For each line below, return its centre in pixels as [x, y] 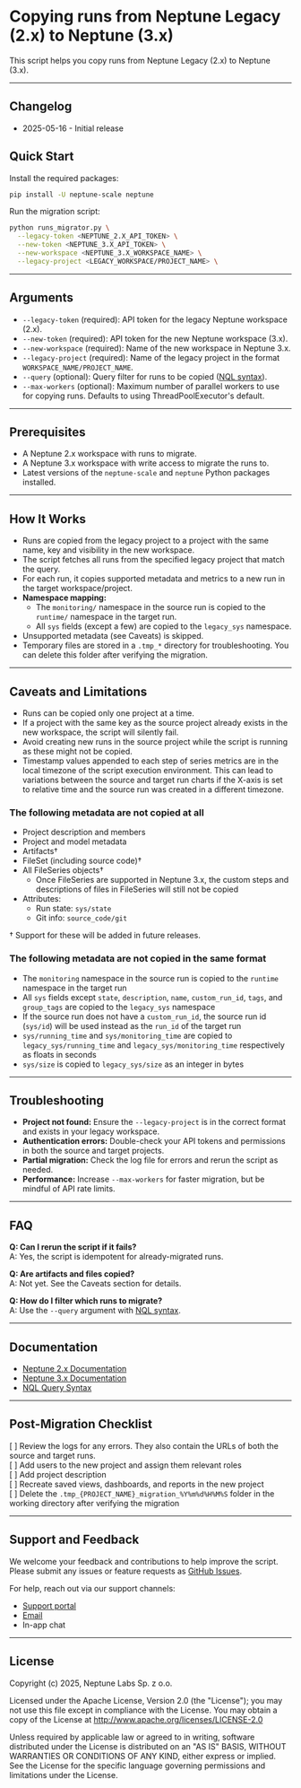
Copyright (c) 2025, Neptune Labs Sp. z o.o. [91, 1683]
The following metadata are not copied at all [107, 812]
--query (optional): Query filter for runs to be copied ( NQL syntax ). [145, 376]
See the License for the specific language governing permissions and [138, 1766]
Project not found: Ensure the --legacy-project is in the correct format [154, 1122]
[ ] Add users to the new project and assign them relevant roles [125, 1465]
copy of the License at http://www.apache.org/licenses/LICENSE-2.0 [136, 1719]
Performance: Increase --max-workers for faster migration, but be [143, 1179]
